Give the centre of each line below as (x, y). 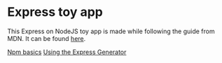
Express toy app (55, 12)
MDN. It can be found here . (47, 38)
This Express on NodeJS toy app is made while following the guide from (111, 31)
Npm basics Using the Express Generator (67, 52)
